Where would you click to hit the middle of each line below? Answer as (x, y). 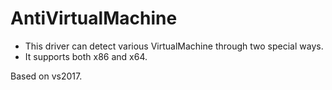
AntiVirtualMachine (94, 18)
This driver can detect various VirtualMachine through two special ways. (174, 46)
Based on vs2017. (46, 76)
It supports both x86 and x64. (86, 56)
